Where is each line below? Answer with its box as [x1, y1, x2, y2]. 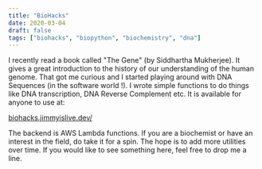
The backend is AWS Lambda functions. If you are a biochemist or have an [8, 129, 253, 138]
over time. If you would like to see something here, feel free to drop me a [8, 145, 247, 155]
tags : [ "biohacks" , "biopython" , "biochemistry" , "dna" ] [8, 33, 201, 42]
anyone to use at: [8, 98, 65, 107]
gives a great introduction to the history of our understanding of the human [8, 64, 255, 74]
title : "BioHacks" [8, 11, 69, 20]
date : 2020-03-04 [8, 19, 66, 27]
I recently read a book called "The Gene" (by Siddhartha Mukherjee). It [8, 56, 240, 65]
